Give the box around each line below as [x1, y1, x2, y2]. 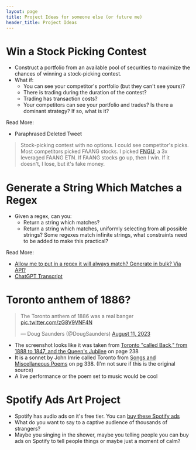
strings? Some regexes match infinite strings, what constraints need [23, 231, 187, 238]
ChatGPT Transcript [14, 273, 63, 280]
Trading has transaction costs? [23, 95, 98, 103]
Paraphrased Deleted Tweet [14, 130, 82, 138]
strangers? [14, 425, 41, 432]
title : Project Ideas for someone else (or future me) [6, 14, 143, 20]
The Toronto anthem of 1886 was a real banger [20, 313, 134, 320]
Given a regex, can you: [14, 213, 72, 220]
